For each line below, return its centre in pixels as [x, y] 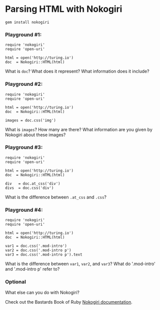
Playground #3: [24, 148]
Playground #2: [24, 84]
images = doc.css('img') [31, 120]
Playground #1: [23, 35]
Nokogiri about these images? [35, 135]
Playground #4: [24, 210]
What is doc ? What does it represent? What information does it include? [77, 71]
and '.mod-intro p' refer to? [32, 269]
